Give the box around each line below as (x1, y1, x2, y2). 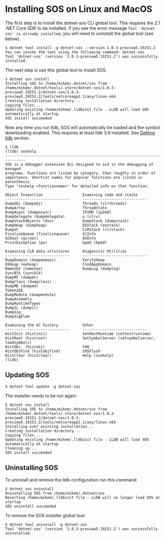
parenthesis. (5, 179, 32, 184)
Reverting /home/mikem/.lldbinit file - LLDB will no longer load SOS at (5, 495, 161, 500)
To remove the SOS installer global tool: (5, 512, 85, 518)
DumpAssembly (5, 296, 32, 301)
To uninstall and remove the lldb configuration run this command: (5, 476, 138, 482)
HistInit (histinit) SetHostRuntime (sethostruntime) (5, 331, 152, 336)
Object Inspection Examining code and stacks (5, 192, 138, 197)
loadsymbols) (5, 340, 32, 345)
